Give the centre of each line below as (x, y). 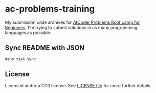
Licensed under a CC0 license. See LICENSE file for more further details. (78, 86)
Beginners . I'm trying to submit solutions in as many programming (71, 27)
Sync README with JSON (45, 48)
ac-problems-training (50, 9)
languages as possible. (28, 32)
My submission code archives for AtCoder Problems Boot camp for (73, 22)
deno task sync (21, 59)
